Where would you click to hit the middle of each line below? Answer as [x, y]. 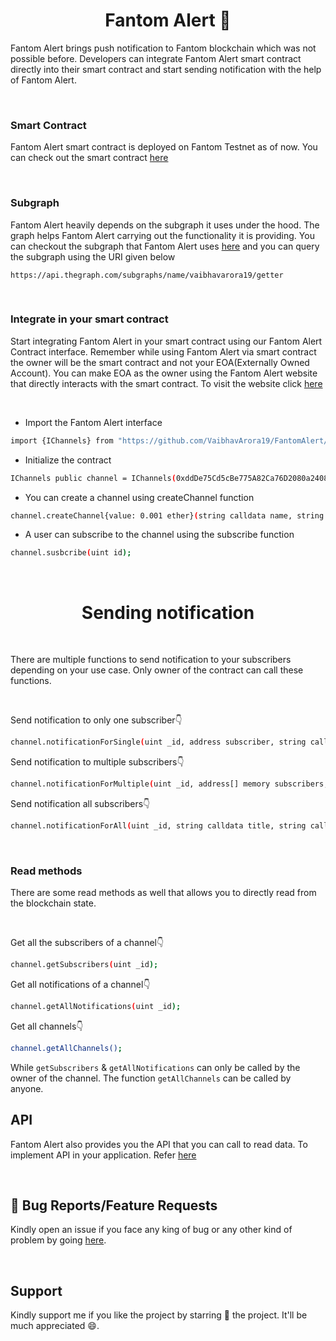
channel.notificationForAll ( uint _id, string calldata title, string [158, 826]
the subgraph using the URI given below [93, 256]
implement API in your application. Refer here [103, 1155]
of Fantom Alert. [43, 80]
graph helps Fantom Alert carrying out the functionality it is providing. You [162, 235]
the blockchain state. [53, 903]
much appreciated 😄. [55, 1326]
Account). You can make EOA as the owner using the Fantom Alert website [164, 373]
